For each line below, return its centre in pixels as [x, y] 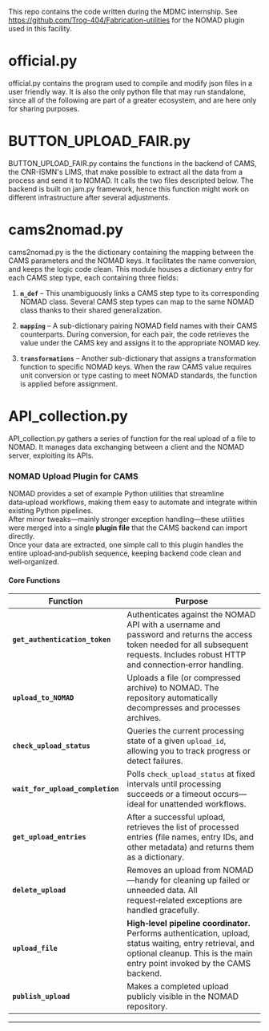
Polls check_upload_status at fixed [191, 774]
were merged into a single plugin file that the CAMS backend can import [128, 528]
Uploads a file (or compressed [184, 678]
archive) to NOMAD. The [173, 688]
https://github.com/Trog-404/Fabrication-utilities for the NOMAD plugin [126, 20]
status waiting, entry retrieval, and [191, 944]
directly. [22, 536]
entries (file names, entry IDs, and [190, 837]
